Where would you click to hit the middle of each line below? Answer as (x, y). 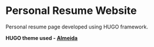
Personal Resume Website (71, 11)
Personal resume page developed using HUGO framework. (77, 27)
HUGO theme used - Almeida (42, 38)
